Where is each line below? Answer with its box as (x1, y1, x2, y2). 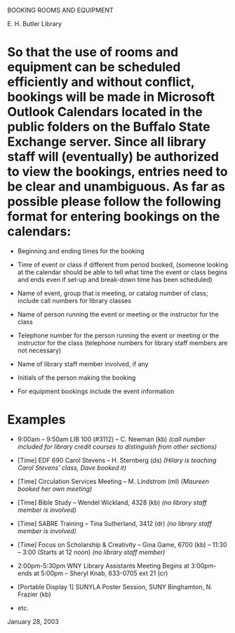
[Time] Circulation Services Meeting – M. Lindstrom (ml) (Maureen (17, 477, 209, 485)
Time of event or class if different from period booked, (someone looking (17, 260, 229, 269)
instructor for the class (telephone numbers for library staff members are (17, 338, 228, 347)
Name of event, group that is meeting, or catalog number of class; (17, 288, 208, 298)
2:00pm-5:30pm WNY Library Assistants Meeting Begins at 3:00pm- (17, 561, 217, 570)
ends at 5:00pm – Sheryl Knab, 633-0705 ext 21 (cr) (17, 569, 168, 577)
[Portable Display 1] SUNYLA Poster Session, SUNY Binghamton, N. (17, 582, 213, 591)
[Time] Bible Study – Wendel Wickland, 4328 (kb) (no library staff (17, 498, 207, 506)
